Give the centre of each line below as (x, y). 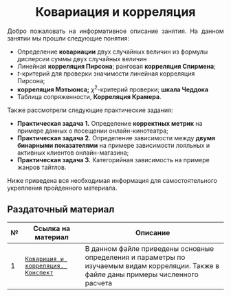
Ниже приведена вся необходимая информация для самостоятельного (112, 180)
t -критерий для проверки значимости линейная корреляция (106, 74)
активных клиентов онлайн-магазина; (73, 153)
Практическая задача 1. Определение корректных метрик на (110, 123)
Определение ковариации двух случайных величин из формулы (112, 52)
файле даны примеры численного (142, 274)
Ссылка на (52, 229)
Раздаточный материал (61, 209)
